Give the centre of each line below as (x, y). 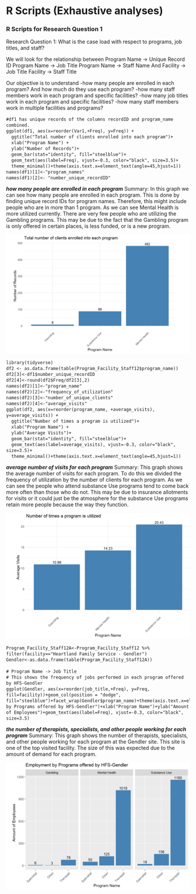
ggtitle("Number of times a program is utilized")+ (76, 422)
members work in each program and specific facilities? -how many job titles (97, 95)
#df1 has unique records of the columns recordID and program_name (90, 119)
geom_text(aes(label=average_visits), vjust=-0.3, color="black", (94, 445)
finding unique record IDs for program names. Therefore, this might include (96, 201)
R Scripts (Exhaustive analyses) (85, 11)
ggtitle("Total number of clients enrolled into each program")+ (92, 137)
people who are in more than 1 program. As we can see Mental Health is (92, 208)
